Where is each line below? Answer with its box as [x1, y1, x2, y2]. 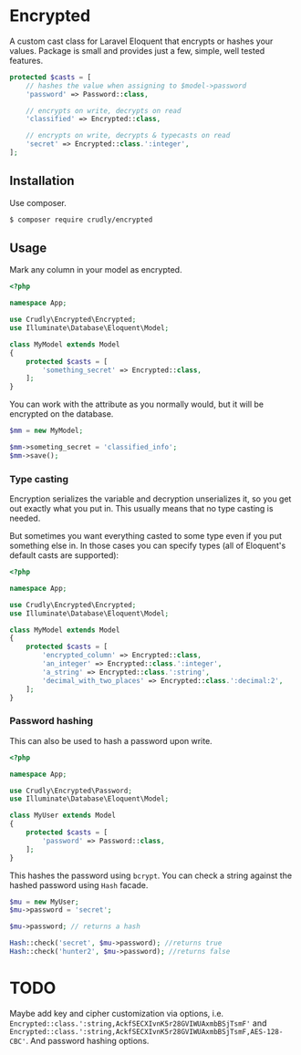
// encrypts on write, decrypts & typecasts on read [26, 131, 231, 140]
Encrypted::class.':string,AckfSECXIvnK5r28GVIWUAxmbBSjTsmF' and [9, 1018, 267, 1029]
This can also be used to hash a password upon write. [9, 735, 213, 746]
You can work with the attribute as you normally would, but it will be [9, 398, 265, 410]
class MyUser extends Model [9, 811, 117, 821]
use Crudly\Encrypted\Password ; [9, 786, 132, 795]
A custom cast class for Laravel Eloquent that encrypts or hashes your [9, 36, 274, 47]
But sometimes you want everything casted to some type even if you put [9, 531, 283, 542]
